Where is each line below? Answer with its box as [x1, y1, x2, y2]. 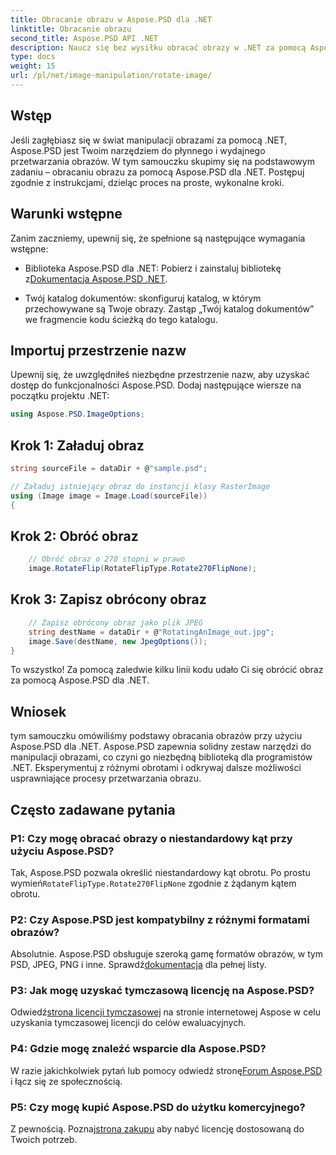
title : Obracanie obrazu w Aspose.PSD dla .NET [10, 14, 213, 25]
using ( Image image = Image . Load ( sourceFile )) [10, 491, 208, 501]
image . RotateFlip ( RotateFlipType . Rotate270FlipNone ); [28, 564, 257, 574]
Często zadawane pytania [10, 801, 176, 818]
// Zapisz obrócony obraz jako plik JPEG [28, 617, 203, 628]
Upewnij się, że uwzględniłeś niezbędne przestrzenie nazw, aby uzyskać [10, 369, 310, 381]
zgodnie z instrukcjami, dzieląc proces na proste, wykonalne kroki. [10, 176, 285, 188]
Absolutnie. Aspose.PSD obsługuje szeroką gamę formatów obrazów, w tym [10, 948, 324, 960]
